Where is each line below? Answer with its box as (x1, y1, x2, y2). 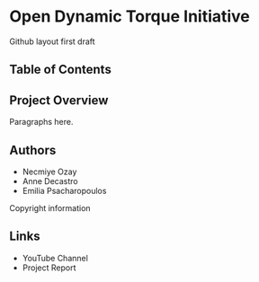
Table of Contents (9, 62, 112, 77)
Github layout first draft (9, 36, 96, 47)
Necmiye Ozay (22, 166, 77, 177)
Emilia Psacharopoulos (22, 185, 107, 196)
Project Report (22, 262, 76, 273)
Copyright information (9, 202, 92, 213)
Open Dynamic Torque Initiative (9, 6, 250, 27)
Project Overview (9, 93, 109, 108)
